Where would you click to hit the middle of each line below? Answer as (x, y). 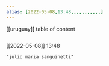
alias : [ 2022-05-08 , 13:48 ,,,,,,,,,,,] (55, 12)
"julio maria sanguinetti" (40, 57)
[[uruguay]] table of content (41, 29)
